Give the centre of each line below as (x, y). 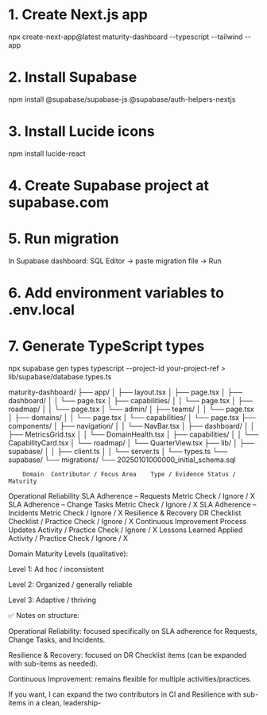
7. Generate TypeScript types (106, 346)
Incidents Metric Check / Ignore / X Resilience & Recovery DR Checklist (125, 513)
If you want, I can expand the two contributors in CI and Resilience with (125, 694)
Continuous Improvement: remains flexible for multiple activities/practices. (130, 679)
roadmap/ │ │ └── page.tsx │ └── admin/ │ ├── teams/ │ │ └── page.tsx (131, 409)
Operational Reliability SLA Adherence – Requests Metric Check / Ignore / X (132, 496)
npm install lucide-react (47, 153)
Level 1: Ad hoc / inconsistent (56, 569)
